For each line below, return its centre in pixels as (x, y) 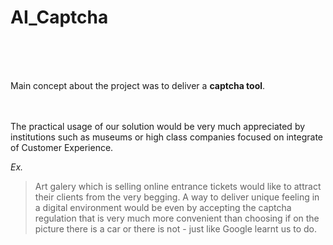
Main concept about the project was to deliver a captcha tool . (138, 85)
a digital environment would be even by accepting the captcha (163, 207)
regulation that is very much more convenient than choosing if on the (177, 218)
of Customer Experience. (62, 147)
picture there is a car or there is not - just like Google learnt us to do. (176, 228)
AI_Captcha (59, 17)
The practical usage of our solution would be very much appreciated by (158, 126)
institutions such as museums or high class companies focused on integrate (166, 137)
